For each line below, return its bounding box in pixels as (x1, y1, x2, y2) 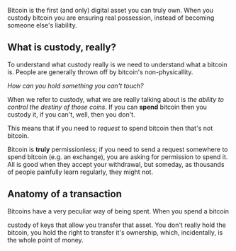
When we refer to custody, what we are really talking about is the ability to (7, 95, 225, 103)
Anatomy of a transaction (7, 188, 122, 200)
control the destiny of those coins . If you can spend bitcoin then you (7, 103, 208, 111)
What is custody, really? (7, 42, 117, 54)
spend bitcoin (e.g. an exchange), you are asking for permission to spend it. (7, 152, 228, 161)
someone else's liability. (7, 21, 77, 29)
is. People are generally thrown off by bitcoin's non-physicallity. (7, 67, 193, 76)
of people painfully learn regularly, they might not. (7, 168, 154, 176)
